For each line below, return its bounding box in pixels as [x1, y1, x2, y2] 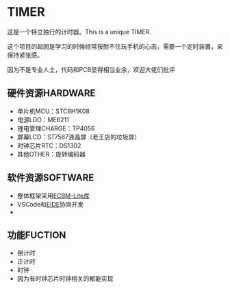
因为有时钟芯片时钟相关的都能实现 [16, 275, 114, 283]
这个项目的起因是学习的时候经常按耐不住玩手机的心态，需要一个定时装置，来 [7, 42, 223, 50]
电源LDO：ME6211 [16, 115, 70, 124]
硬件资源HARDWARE [7, 87, 96, 100]
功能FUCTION [7, 229, 66, 241]
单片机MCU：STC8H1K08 [16, 107, 90, 115]
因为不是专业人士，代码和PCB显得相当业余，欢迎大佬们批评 [7, 65, 176, 73]
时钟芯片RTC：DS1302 [16, 141, 81, 150]
